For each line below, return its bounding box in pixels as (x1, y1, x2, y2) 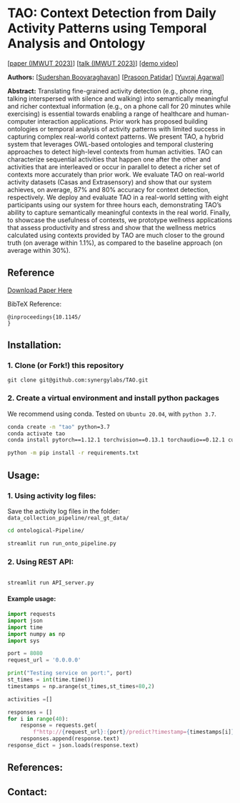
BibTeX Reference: (7, 299, 62, 308)
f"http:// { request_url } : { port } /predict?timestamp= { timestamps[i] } (33, 729, 235, 736)
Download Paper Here (7, 286, 73, 294)
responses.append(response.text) (20, 735, 120, 742)
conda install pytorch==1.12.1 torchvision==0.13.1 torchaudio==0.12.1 (7, 437, 225, 444)
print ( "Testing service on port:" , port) (7, 669, 133, 677)
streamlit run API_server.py (7, 579, 94, 587)
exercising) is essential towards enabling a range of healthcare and (7, 109, 205, 118)
